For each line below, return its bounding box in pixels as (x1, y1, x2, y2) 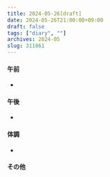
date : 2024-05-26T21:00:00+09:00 (7, 17, 104, 24)
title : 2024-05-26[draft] (7, 10, 82, 17)
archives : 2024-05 (7, 36, 60, 43)
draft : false (7, 23, 45, 30)
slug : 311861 (7, 42, 45, 49)
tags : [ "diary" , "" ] (7, 29, 67, 37)
